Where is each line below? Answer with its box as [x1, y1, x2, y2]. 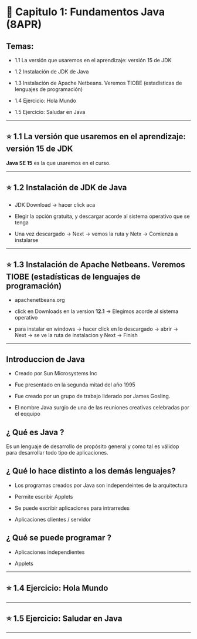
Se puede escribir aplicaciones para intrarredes [14, 505, 130, 512]
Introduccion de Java [6, 354, 85, 364]
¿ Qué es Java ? [6, 427, 64, 437]
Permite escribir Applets [14, 493, 73, 500]
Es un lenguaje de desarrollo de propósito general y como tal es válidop [6, 443, 179, 450]
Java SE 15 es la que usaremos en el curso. [6, 159, 111, 166]
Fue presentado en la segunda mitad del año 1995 [14, 381, 136, 388]
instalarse [14, 236, 39, 243]
